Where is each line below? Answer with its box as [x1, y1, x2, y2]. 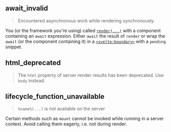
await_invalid [5, 4, 48, 13]
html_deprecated [5, 59, 61, 67]
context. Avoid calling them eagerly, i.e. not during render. [5, 121, 128, 127]
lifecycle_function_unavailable [5, 92, 105, 101]
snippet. [5, 43, 22, 50]
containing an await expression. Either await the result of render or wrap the [5, 33, 165, 39]
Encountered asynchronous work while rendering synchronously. [17, 17, 155, 23]
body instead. [17, 77, 45, 84]
